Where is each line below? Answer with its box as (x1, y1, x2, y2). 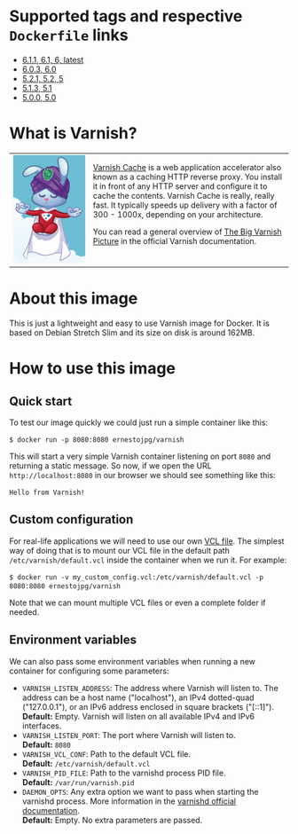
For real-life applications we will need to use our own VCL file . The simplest (9, 535, 285, 547)
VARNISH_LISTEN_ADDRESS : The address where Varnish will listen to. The (21, 682, 279, 693)
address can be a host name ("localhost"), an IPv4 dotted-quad (21, 692, 255, 703)
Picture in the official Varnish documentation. (92, 235, 257, 246)
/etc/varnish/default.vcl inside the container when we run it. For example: (9, 555, 287, 565)
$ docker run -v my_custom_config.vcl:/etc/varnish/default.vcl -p (9, 572, 264, 582)
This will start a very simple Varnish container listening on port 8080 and (9, 451, 271, 461)
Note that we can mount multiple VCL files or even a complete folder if (9, 597, 266, 608)
